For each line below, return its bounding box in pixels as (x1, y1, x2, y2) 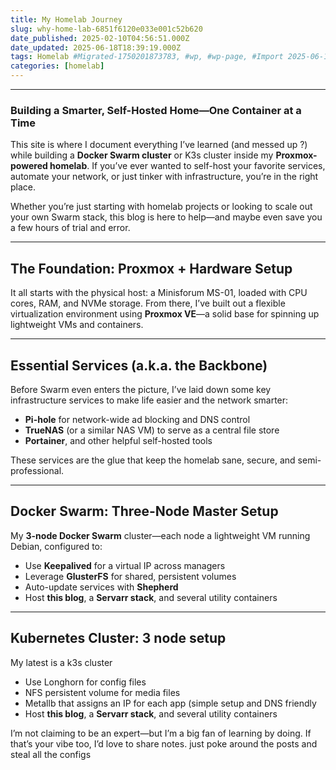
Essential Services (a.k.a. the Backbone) (10, 357, 268, 374)
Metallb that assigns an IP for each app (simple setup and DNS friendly (24, 697, 317, 709)
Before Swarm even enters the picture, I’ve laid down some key (10, 383, 272, 395)
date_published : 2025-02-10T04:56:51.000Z (10, 33, 190, 43)
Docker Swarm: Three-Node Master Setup (10, 503, 279, 520)
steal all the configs (10, 748, 92, 760)
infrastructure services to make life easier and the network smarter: (10, 394, 289, 406)
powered (10, 160, 48, 172)
